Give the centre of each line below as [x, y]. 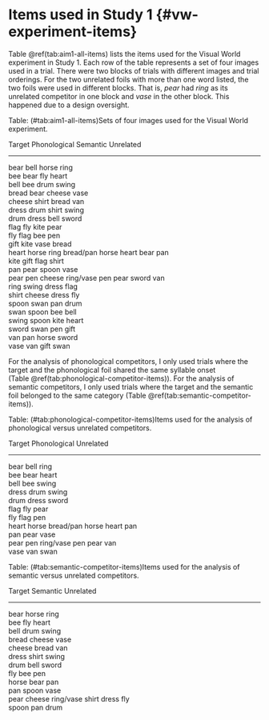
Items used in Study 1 [81, 15]
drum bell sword [35, 665]
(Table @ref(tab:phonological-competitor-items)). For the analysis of [121, 378]
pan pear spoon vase [43, 269]
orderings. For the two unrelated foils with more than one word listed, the [128, 79]
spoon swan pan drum [45, 303]
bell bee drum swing [42, 184]
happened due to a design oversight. [69, 105]
